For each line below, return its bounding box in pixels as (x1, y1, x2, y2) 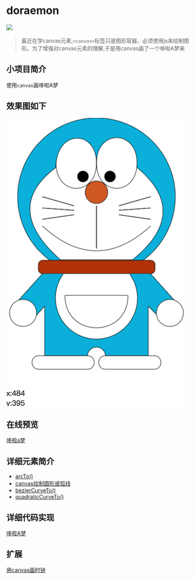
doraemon (6, 4, 60, 18)
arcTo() (15, 473, 33, 480)
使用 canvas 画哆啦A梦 (6, 81, 59, 89)
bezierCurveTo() (15, 487, 56, 494)
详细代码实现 (6, 512, 55, 522)
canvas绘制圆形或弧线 (15, 480, 71, 487)
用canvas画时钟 (6, 566, 46, 574)
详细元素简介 (6, 456, 55, 467)
